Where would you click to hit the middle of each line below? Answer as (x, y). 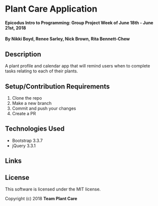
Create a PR (24, 113)
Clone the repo (27, 98)
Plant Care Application (51, 9)
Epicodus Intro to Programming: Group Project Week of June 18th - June (79, 22)
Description (23, 54)
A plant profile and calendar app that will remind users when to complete (78, 66)
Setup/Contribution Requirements (57, 86)
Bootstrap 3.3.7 (27, 140)
